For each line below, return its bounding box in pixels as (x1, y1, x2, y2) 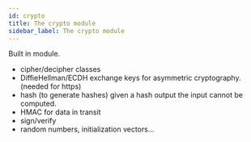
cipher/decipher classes (19, 65, 101, 74)
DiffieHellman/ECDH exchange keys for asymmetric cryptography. (19, 73, 241, 83)
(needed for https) (19, 81, 82, 91)
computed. (19, 98, 57, 109)
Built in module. (8, 49, 61, 59)
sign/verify (19, 116, 57, 126)
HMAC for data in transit (19, 107, 101, 117)
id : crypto (8, 11, 45, 20)
